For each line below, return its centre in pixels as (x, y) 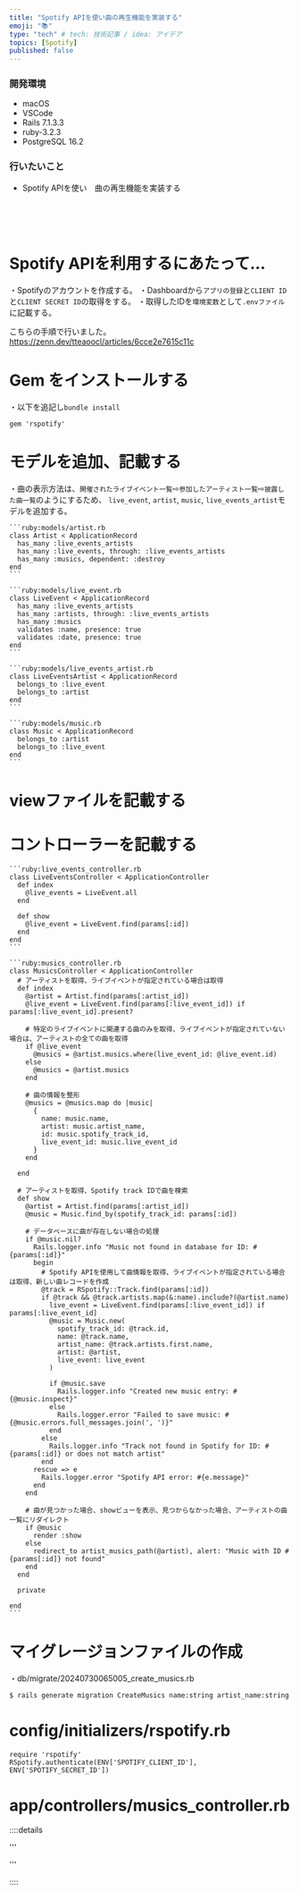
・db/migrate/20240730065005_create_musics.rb (102, 1678)
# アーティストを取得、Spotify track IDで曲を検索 (103, 1190)
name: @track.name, (93, 1336)
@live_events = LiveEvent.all (82, 892)
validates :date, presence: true (79, 637)
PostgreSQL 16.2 (53, 142)
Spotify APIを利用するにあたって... (137, 263)
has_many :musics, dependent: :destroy (91, 559)
